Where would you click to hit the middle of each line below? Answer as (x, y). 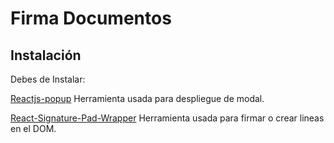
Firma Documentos (91, 18)
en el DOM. (33, 128)
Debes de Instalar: (48, 79)
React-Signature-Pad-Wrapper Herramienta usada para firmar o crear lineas (167, 118)
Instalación (46, 55)
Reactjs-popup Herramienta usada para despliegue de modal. (137, 98)
